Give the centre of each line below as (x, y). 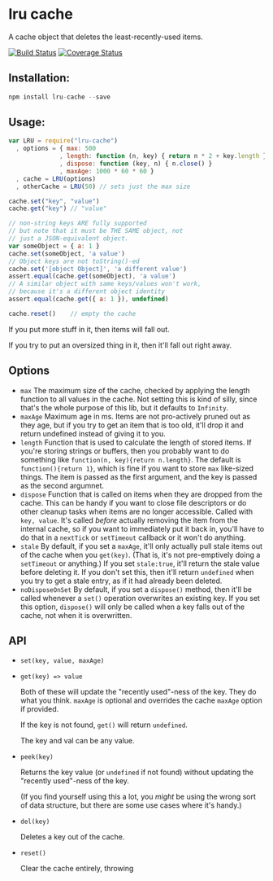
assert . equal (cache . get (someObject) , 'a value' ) (92, 276)
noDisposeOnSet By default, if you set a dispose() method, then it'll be (136, 589)
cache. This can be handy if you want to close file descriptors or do (133, 502)
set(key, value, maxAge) (62, 661)
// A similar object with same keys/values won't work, (105, 284)
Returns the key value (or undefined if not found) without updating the (137, 772)
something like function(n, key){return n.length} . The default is (130, 459)
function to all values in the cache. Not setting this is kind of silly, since (139, 399)
